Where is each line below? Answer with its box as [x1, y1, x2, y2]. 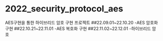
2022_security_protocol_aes [5, 3, 123, 14]
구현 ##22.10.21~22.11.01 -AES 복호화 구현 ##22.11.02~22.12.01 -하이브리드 [5, 25, 151, 31]
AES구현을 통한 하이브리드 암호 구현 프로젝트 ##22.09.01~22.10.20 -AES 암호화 [5, 20, 158, 25]
